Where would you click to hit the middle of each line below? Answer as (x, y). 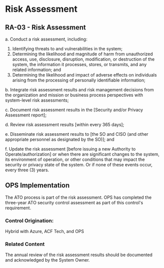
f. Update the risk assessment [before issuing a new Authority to (70, 149)
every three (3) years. (27, 170)
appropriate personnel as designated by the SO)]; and (60, 139)
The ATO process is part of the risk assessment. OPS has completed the (78, 197)
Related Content (25, 244)
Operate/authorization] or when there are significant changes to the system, (82, 154)
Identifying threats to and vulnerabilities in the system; (67, 49)
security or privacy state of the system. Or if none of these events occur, (79, 165)
